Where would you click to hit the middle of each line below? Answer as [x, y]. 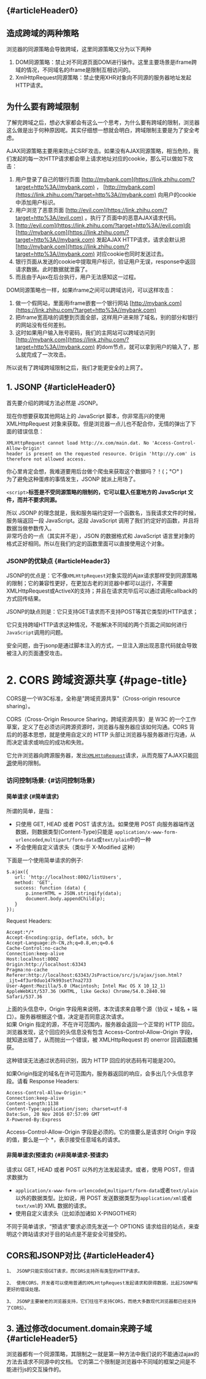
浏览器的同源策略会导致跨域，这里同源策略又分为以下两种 [79, 49]
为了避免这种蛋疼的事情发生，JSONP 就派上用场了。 [73, 479]
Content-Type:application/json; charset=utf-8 [67, 1109]
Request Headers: [29, 921]
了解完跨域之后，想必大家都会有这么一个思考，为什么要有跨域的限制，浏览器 [103, 122]
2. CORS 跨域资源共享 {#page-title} [97, 680]
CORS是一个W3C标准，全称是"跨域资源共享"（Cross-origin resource [93, 698]
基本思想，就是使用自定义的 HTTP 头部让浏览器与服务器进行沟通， [106, 735]
